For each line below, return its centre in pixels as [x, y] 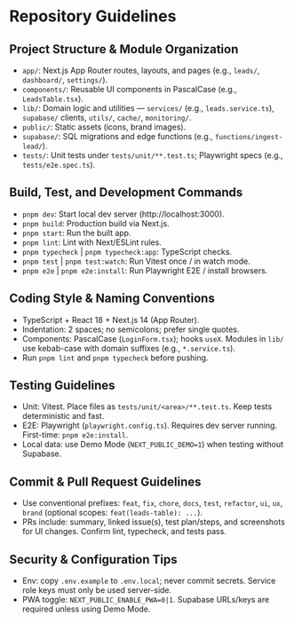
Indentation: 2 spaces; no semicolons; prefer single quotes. [131, 329]
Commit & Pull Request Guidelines [105, 481]
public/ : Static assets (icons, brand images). [104, 127]
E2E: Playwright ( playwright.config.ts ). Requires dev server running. [150, 426]
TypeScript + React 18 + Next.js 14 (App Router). [111, 319]
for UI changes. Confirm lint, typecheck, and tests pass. [124, 532]
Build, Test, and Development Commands [126, 193]
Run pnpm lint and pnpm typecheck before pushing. [115, 358]
